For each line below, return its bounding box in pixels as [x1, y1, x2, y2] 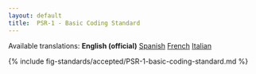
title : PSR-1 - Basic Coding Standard [8, 19, 141, 27]
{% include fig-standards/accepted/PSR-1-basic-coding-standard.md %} [8, 56, 249, 66]
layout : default [8, 11, 62, 20]
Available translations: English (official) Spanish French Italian [8, 41, 212, 50]
